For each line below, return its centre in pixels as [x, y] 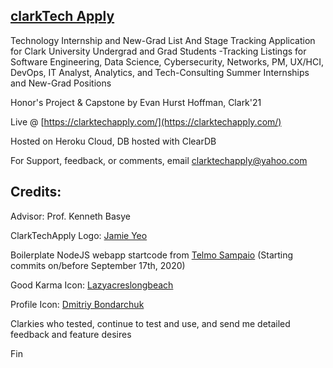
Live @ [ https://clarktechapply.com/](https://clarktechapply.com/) [146, 121]
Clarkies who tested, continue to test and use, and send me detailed [150, 323]
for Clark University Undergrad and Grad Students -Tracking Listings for [158, 51]
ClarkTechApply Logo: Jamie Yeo [79, 235]
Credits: [36, 192]
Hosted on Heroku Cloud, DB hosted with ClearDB [113, 141]
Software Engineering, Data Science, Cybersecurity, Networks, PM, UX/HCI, [167, 61]
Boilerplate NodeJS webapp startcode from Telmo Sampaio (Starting [152, 255]
